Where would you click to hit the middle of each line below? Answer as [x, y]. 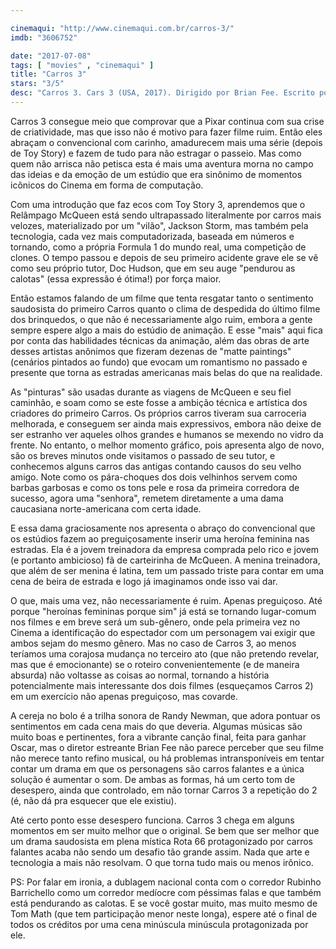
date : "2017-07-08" [51, 56]
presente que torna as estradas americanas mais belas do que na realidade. [166, 372]
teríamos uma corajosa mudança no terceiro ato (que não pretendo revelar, [165, 653]
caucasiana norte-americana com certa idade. [106, 508]
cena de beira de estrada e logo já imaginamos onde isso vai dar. [144, 581]
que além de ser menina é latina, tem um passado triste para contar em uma [167, 570]
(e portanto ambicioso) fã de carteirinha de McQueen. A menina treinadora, [165, 560]
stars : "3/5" [37, 84]
